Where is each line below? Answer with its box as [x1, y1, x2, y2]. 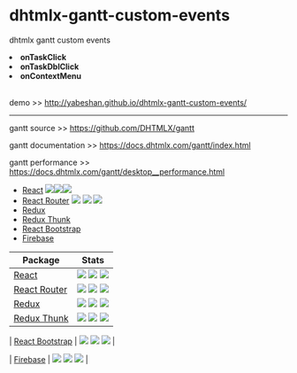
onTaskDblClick [20, 61, 80, 72]
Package [22, 253, 60, 266]
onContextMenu [20, 70, 82, 81]
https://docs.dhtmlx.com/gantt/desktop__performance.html [9, 166, 225, 177]
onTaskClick [20, 51, 67, 62]
